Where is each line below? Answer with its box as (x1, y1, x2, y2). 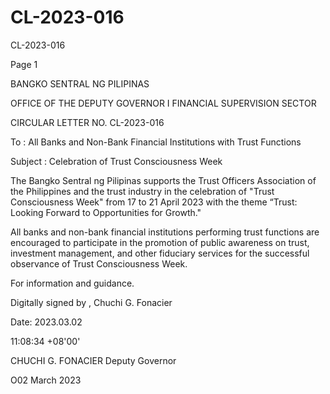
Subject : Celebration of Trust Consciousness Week (10, 155, 223, 167)
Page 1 (10, 58, 38, 70)
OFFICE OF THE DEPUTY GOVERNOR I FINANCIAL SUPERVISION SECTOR (10, 97, 317, 109)
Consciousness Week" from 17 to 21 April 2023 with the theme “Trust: (10, 196, 298, 208)
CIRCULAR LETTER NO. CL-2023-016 (10, 116, 165, 128)
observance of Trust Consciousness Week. (10, 257, 188, 270)
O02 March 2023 (10, 374, 82, 386)
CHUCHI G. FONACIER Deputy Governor (10, 354, 177, 366)
